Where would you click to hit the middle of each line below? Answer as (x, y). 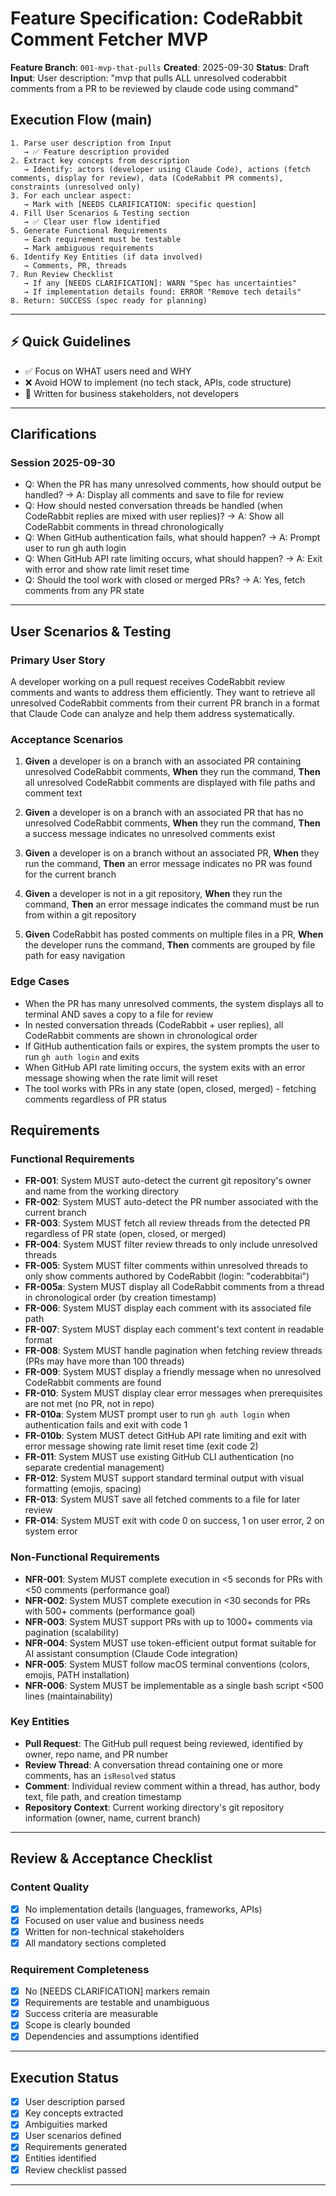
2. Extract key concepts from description (100, 160)
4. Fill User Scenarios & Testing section (100, 213)
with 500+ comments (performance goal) (110, 1611)
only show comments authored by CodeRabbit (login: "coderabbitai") (167, 1276)
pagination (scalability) (72, 1632)
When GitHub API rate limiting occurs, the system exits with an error (165, 1067)
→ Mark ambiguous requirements (89, 248)
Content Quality (50, 1887)
